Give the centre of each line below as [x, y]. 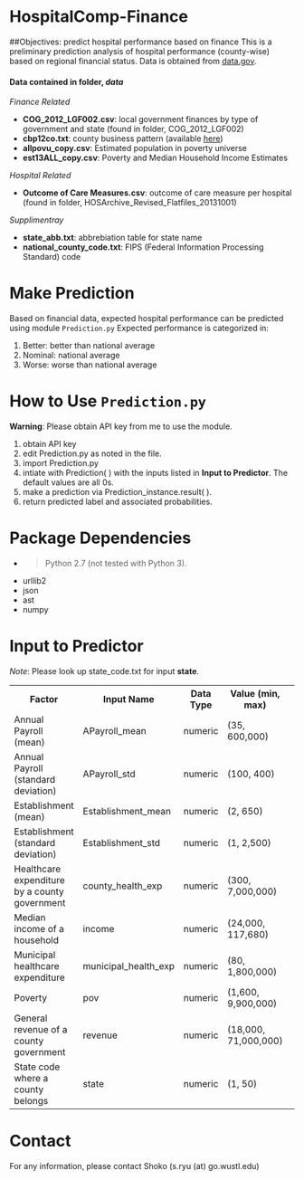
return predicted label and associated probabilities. [117, 502]
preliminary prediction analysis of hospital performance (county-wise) [139, 51]
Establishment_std [122, 842]
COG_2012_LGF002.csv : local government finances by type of [140, 119]
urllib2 [34, 580]
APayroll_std [109, 774]
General [31, 1018]
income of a [39, 928]
